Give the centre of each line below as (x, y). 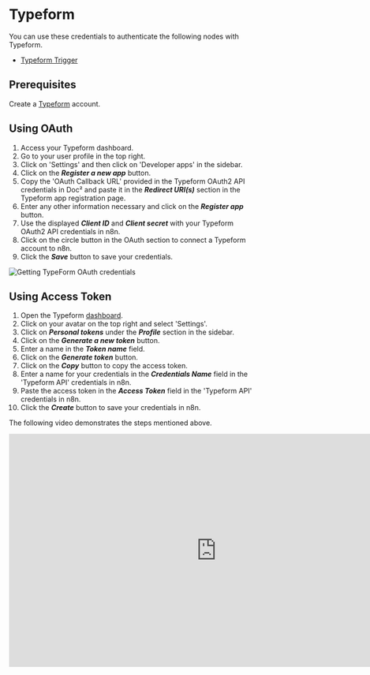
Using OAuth (41, 129)
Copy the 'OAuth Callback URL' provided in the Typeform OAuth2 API (133, 181)
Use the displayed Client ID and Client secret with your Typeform (127, 223)
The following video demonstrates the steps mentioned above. (110, 423)
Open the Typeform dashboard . (71, 315)
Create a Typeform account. (55, 103)
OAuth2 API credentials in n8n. (70, 231)
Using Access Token (60, 296)
